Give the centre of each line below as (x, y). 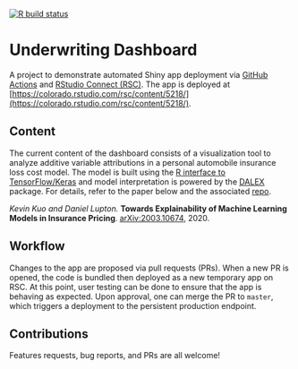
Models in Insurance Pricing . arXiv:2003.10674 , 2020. (110, 218)
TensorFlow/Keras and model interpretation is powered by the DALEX (137, 181)
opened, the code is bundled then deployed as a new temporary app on (141, 277)
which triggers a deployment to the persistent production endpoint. (133, 305)
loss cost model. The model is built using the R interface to (118, 172)
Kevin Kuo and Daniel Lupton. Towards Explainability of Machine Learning (149, 208)
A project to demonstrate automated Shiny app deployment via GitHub (139, 74)
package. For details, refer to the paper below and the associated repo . (140, 191)
